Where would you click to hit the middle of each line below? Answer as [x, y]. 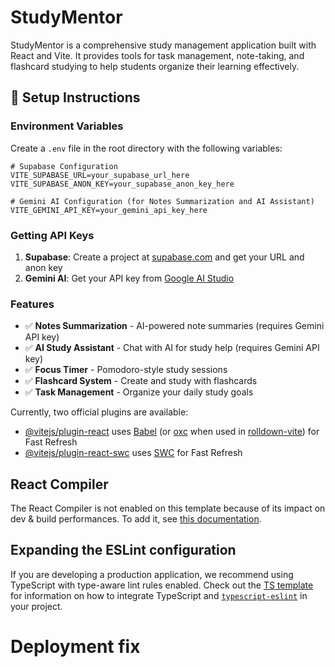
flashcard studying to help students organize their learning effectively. [155, 66]
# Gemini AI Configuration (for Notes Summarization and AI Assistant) [162, 201]
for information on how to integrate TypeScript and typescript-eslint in [159, 595]
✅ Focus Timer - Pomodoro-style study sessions [126, 370]
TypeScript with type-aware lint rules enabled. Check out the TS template [162, 585]
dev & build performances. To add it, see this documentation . [136, 519]
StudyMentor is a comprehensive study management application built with [163, 45]
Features [32, 304]
